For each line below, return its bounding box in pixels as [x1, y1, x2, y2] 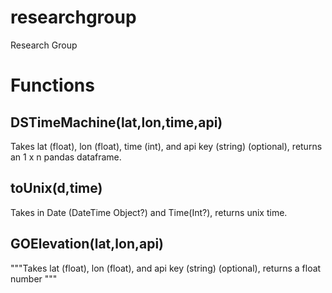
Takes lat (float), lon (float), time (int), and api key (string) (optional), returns [10, 140, 323, 152]
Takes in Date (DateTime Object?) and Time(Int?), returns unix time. [10, 206, 288, 218]
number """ [10, 272, 58, 285]
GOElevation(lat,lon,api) [10, 236, 165, 253]
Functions [10, 74, 95, 97]
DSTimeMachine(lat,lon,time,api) [10, 114, 223, 131]
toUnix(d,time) [10, 180, 103, 197]
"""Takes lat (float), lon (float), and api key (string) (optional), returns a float [10, 262, 322, 274]
